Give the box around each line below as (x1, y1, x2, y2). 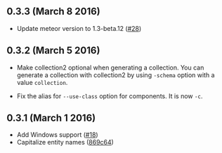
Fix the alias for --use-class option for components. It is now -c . (16, 91, 203, 100)
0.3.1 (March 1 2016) (6, 112, 96, 124)
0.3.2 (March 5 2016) (6, 45, 100, 57)
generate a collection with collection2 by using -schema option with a (16, 70, 215, 79)
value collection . (16, 78, 68, 86)
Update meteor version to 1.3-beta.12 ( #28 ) (16, 24, 142, 32)
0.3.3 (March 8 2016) (6, 6, 101, 18)
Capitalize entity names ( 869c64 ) (16, 138, 114, 147)
